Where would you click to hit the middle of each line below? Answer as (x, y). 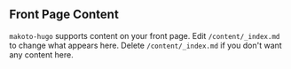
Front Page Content (64, 15)
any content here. (41, 54)
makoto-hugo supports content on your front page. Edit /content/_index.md (145, 35)
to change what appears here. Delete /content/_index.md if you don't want (145, 45)
